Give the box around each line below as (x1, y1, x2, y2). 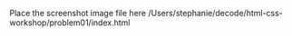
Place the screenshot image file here (9, 8, 147, 18)
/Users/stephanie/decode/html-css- (148, 8, 284, 18)
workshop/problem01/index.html (9, 17, 131, 28)
